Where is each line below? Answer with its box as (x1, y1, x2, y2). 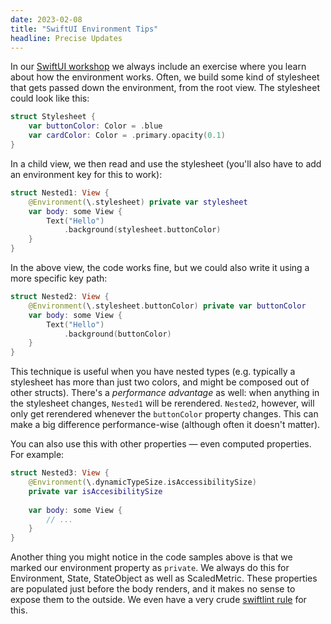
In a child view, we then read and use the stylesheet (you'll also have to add (10, 157, 322, 170)
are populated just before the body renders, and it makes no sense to (10, 583, 296, 595)
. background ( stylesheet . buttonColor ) (63, 225, 222, 235)
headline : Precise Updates (10, 33, 123, 43)
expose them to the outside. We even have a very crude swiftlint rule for (10, 594, 307, 606)
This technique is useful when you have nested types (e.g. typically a (10, 366, 296, 378)
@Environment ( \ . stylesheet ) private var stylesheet (28, 197, 248, 207)
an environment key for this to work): (10, 168, 163, 180)
